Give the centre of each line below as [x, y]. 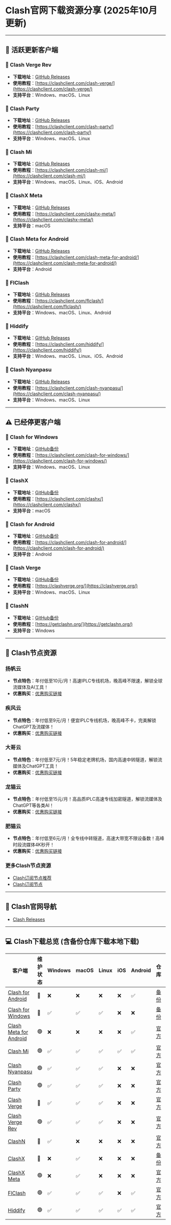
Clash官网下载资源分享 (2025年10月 [81, 10]
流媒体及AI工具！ [31, 687]
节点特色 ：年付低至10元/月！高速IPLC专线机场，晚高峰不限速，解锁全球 [88, 681]
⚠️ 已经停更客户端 [33, 422]
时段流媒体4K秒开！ [34, 845]
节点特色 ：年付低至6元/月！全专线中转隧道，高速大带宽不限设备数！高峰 [88, 838]
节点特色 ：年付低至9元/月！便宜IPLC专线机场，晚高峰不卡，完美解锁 [84, 720]
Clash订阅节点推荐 [32, 878]
